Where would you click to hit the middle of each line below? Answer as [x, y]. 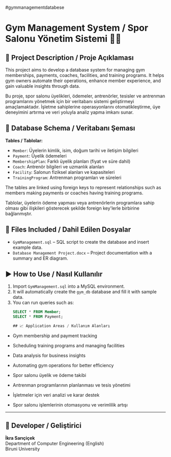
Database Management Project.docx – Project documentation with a [82, 252]
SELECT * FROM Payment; [38, 317]
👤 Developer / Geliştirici [43, 426]
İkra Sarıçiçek [20, 438]
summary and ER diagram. [40, 258]
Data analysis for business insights [49, 356]
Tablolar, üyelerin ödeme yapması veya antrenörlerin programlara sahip [80, 202]
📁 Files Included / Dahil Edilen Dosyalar [68, 230]
